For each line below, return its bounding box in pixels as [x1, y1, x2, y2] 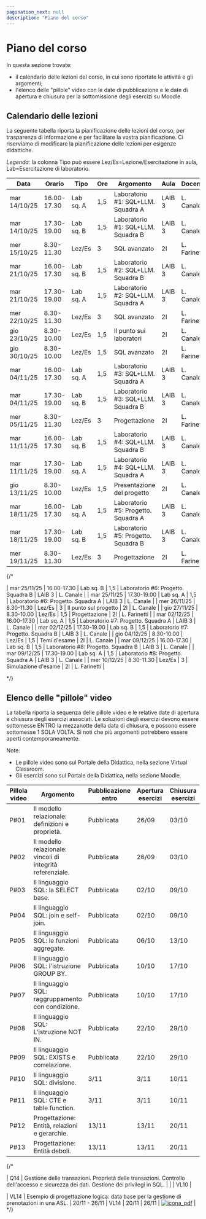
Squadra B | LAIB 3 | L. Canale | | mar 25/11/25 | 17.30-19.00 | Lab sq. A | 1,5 [6, 591, 197, 599]
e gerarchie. [33, 1129, 69, 1138]
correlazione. [33, 1061, 72, 1069]
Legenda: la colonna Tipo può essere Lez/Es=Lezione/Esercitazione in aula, [6, 158, 198, 166]
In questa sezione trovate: [6, 61, 72, 69]
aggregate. [33, 944, 66, 952]
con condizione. [33, 1002, 80, 1011]
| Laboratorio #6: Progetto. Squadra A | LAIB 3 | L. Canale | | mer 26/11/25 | [6, 598, 196, 605]
